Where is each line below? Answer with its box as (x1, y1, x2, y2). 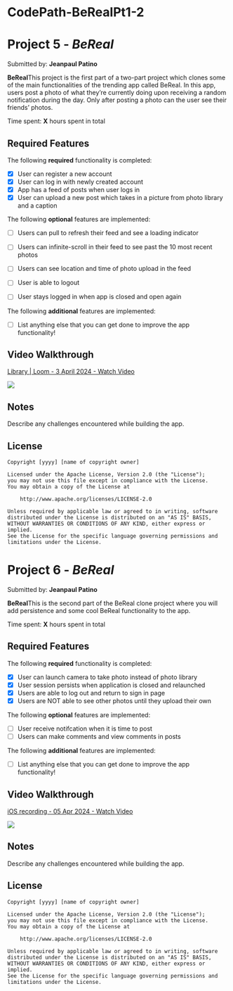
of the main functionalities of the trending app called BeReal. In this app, (7, 81, 216, 89)
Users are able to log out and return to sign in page (17, 688, 166, 697)
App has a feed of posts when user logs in (17, 186, 140, 194)
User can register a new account (17, 170, 112, 178)
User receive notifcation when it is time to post (17, 724, 153, 733)
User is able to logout (17, 279, 79, 287)
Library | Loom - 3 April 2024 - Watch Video (7, 367, 135, 376)
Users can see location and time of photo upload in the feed (17, 265, 192, 273)
